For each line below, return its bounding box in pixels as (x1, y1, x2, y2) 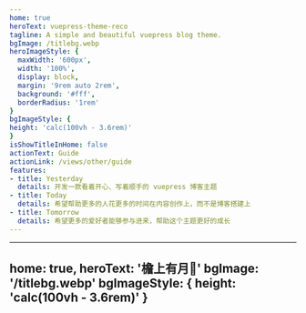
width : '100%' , (17, 65, 76, 74)
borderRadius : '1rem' (17, 97, 100, 107)
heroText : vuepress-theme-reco (9, 22, 128, 31)
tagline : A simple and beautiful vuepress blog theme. (9, 30, 222, 39)
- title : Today (9, 191, 67, 200)
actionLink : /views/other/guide (9, 156, 132, 167)
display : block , (17, 73, 79, 82)
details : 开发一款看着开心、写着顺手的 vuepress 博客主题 (17, 183, 218, 192)
